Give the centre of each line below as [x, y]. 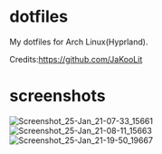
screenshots [57, 96]
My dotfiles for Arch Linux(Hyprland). [79, 42]
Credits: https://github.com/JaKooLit [76, 59]
